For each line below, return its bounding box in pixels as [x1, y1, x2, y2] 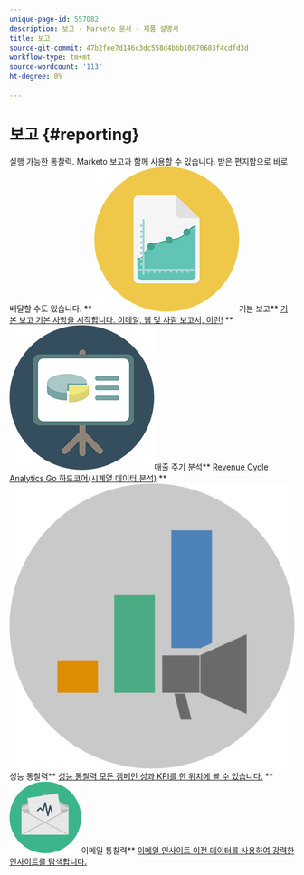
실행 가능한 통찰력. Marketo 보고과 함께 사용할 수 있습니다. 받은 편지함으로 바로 [9, 156, 289, 166]
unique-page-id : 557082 [9, 14, 100, 24]
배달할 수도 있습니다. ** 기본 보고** [9, 303, 279, 314]
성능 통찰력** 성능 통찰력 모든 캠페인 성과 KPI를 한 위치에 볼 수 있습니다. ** [9, 770, 274, 782]
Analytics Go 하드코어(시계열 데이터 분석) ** [9, 472, 167, 483]
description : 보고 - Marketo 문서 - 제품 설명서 [9, 24, 179, 33]
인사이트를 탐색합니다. [9, 856, 88, 867]
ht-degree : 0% [9, 72, 63, 81]
